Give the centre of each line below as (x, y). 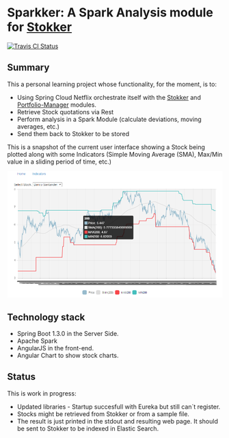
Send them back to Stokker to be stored (73, 133)
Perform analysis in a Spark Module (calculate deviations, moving (109, 119)
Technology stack (46, 317)
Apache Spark (37, 341)
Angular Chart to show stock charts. (68, 355)
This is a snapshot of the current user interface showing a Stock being (106, 147)
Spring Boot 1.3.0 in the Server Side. (68, 334)
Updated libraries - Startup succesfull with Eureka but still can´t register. (119, 407)
